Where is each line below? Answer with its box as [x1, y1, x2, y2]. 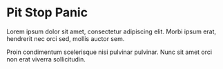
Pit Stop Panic [6, 5, 88, 20]
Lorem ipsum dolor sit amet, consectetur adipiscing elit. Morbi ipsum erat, [6, 27, 217, 36]
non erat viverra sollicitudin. [6, 55, 86, 63]
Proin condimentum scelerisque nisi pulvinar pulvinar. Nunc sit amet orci [6, 48, 212, 56]
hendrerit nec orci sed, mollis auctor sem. [6, 34, 125, 42]
